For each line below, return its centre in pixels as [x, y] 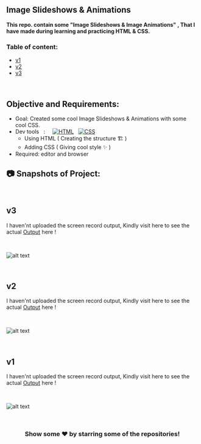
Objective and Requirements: [63, 104]
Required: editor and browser [52, 154]
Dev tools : [30, 131]
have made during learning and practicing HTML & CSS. [78, 31]
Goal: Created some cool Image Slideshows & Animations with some [101, 119]
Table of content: [32, 47]
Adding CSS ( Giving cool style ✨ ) [67, 147]
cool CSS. [28, 125]
